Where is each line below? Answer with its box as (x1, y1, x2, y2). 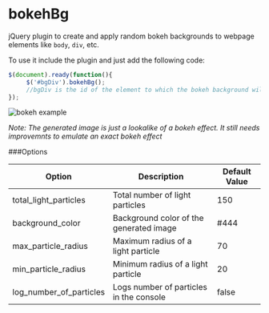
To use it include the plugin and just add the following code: (8, 55, 206, 65)
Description (138, 171, 184, 183)
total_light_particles (12, 195, 86, 206)
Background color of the (112, 213, 204, 224)
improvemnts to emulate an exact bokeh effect (8, 131, 163, 141)
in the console (112, 291, 167, 303)
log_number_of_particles (12, 287, 106, 298)
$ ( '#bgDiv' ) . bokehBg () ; (26, 78, 106, 86)
